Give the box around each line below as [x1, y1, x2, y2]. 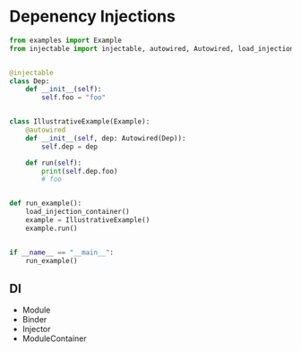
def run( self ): [25, 158, 82, 167]
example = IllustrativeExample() [25, 216, 150, 225]
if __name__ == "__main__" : [9, 248, 115, 257]
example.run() [25, 224, 78, 233]
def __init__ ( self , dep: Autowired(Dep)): [25, 133, 186, 142]
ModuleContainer [21, 333, 87, 344]
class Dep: [9, 76, 50, 86]
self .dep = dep [41, 141, 99, 151]
